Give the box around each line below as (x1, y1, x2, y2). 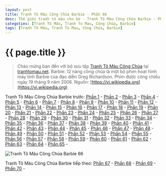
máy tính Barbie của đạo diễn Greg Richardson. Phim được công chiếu (17, 74, 161, 80)
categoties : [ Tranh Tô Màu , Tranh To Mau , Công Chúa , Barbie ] (5, 21, 136, 26)
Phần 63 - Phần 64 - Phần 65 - (5, 141, 68, 147)
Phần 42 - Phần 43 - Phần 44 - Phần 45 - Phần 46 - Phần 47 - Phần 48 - (5, 126, 154, 132)
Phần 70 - (5, 166, 26, 172)
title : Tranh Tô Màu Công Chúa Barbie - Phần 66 (5, 12, 107, 17)
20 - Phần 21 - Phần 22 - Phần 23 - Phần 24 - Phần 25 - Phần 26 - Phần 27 (5, 110, 159, 116)
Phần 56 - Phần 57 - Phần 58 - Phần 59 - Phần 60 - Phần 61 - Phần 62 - (5, 136, 152, 142)
